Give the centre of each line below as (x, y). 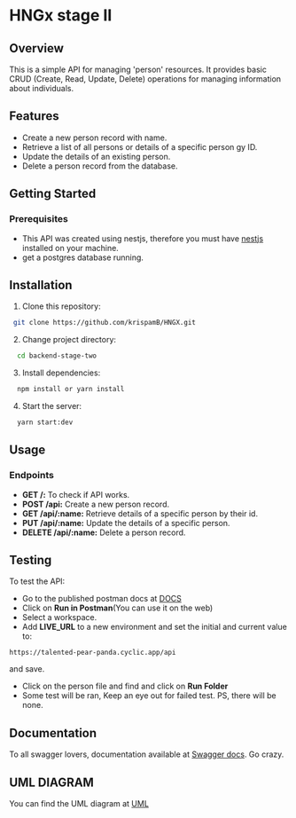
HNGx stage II (61, 16)
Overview (37, 48)
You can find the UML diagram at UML (79, 803)
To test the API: (37, 581)
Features (34, 116)
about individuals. (42, 88)
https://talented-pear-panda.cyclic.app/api (93, 653)
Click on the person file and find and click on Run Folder (125, 686)
